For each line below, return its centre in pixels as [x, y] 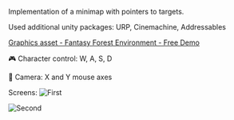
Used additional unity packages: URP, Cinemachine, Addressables [117, 27]
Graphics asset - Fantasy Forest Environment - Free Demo [104, 42]
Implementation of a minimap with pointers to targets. [96, 12]
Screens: [23, 92]
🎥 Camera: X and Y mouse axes [60, 77]
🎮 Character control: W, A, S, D [60, 58]
